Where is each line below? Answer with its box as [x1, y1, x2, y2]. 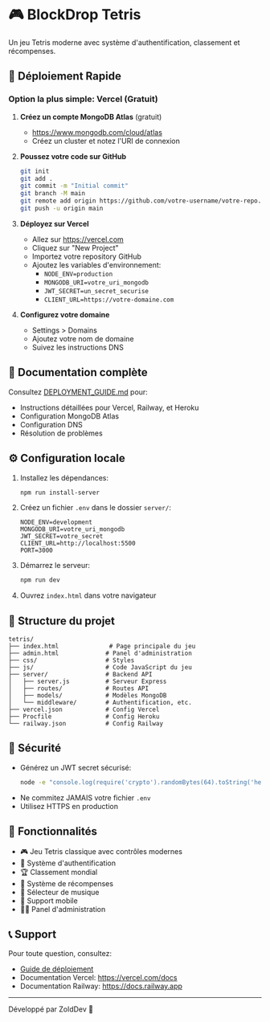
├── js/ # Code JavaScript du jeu [8, 664, 193, 672]
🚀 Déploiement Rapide [8, 69, 122, 84]
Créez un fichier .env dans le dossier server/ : [19, 503, 171, 513]
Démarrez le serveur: [19, 561, 91, 570]
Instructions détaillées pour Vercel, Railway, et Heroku [19, 403, 199, 412]
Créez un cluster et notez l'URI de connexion [31, 136, 181, 145]
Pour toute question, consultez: [8, 949, 112, 959]
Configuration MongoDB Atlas [19, 411, 119, 421]
